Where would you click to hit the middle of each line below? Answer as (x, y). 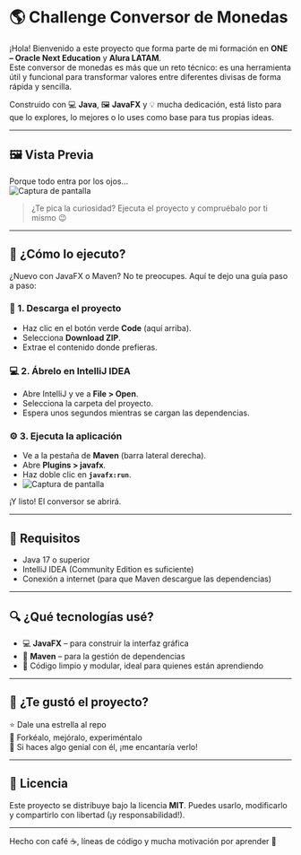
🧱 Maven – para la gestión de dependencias (103, 657)
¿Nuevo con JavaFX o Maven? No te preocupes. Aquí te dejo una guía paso (149, 275)
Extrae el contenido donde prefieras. (90, 347)
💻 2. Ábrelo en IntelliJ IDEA (70, 371)
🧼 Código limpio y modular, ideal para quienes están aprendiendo (143, 666)
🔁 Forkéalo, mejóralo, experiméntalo (76, 737)
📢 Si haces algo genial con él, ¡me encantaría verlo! (104, 746)
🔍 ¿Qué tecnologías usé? (82, 617)
